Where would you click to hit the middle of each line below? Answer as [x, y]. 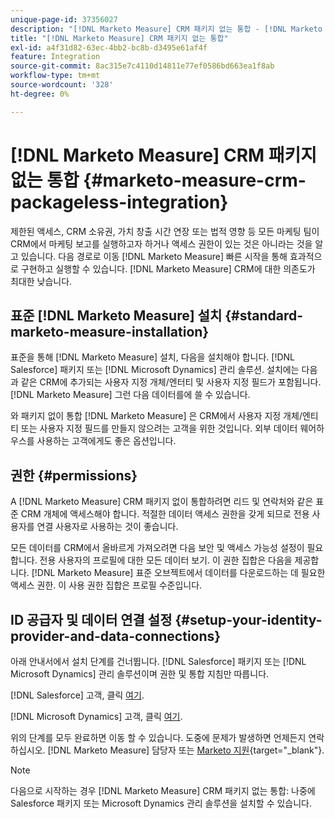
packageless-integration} [119, 202]
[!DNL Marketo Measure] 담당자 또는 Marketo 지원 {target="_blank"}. [186, 750]
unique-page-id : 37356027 [64, 19]
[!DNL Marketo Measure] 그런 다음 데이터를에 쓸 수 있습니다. [130, 395]
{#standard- [264, 315]
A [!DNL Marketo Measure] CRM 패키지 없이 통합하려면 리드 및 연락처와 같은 [162, 502]
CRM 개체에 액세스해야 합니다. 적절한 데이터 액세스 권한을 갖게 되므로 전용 [165, 514]
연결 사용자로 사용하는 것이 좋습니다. [107, 527]
